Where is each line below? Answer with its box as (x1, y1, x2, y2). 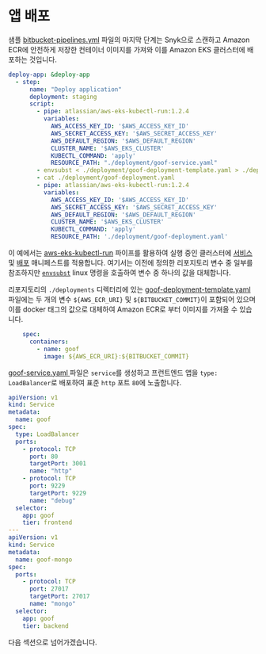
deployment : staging (28, 93, 97, 101)
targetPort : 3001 (28, 460, 87, 468)
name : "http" (28, 467, 73, 476)
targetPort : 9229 (28, 489, 87, 497)
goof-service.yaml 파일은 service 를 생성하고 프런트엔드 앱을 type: (8, 368, 218, 377)
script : (28, 100, 55, 108)
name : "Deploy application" (28, 85, 123, 94)
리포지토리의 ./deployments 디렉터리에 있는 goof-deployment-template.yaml (8, 285, 251, 294)
